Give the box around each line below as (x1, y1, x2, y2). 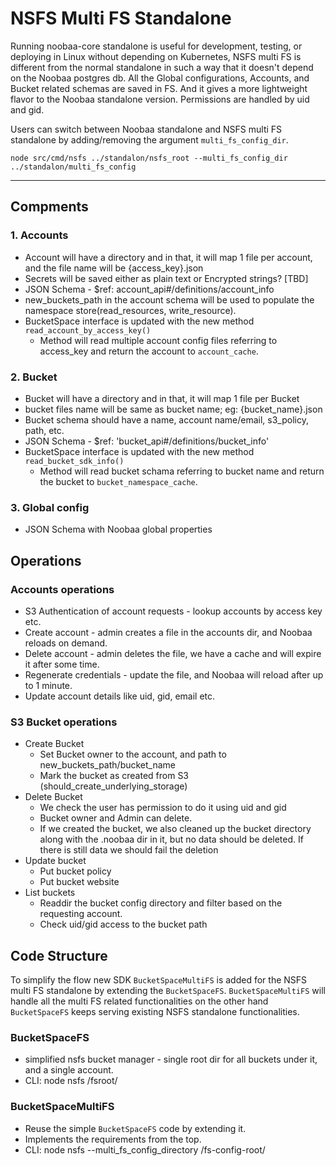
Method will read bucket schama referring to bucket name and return (39, 465, 325, 477)
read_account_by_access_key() (24, 325, 152, 336)
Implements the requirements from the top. (24, 1133, 202, 1145)
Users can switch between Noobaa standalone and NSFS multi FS (10, 123, 283, 135)
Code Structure (10, 947, 108, 964)
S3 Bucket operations (10, 715, 118, 729)
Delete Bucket (24, 791, 83, 803)
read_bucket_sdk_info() (24, 456, 125, 466)
